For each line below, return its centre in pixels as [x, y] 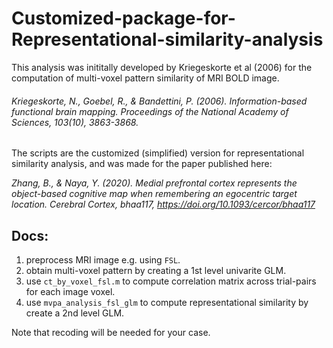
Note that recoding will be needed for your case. [111, 332]
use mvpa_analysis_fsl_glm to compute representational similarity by [167, 302]
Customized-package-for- [123, 18]
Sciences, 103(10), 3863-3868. [75, 122]
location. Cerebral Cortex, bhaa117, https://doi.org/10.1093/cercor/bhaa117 [163, 204]
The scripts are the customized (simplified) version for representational [158, 153]
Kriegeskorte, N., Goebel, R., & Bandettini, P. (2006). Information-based [159, 101]
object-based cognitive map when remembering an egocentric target [154, 194]
